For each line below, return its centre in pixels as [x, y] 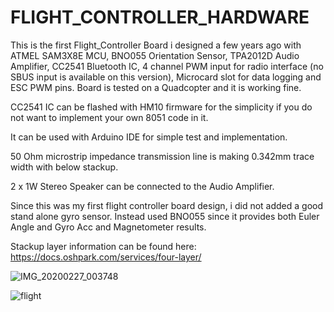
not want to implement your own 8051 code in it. [109, 117]
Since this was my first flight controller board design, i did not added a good [167, 205]
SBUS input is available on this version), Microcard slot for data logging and [166, 77]
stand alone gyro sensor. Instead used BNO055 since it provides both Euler [165, 216]
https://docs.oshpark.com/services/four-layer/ [106, 257]
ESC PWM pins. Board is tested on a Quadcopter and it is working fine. [156, 87]
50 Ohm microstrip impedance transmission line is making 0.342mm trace [162, 156]
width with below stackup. [64, 167]
